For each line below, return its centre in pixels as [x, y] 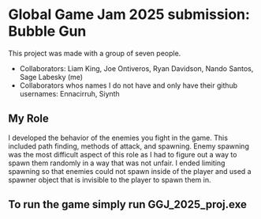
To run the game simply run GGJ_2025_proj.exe [127, 204]
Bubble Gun [47, 31]
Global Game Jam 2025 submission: [129, 15]
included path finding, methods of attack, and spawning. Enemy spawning [129, 146]
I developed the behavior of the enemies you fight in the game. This [118, 138]
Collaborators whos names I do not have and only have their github [129, 85]
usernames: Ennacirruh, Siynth [69, 93]
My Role [29, 119]
